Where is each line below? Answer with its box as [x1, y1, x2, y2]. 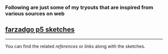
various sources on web [5, 10, 65, 17]
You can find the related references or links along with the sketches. [5, 43, 145, 49]
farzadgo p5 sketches [5, 25, 75, 34]
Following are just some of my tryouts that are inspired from [5, 4, 153, 11]
